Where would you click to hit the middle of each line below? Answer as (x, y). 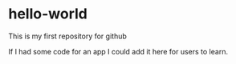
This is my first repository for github (67, 36)
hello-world (48, 14)
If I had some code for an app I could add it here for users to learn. (118, 51)
